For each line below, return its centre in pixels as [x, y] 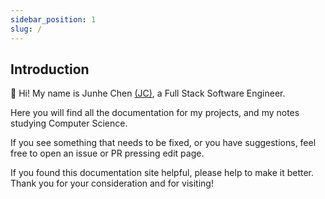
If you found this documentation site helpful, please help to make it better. [162, 173]
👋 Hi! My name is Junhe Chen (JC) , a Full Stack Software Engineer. [148, 93]
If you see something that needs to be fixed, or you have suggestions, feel [163, 143]
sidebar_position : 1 [53, 19]
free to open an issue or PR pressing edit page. [107, 153]
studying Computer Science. [69, 123]
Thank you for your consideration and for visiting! [112, 183]
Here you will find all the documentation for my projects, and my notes [155, 113]
